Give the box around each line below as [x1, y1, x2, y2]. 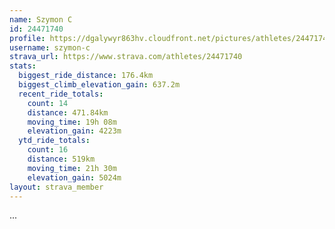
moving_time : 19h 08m [27, 117, 117, 127]
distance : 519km [27, 154, 96, 164]
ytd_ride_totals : [18, 136, 91, 146]
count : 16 [27, 145, 69, 155]
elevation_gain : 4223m [27, 126, 122, 136]
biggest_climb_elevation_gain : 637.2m [18, 80, 181, 90]
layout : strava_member [9, 182, 104, 192]
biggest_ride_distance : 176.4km [18, 71, 154, 81]
